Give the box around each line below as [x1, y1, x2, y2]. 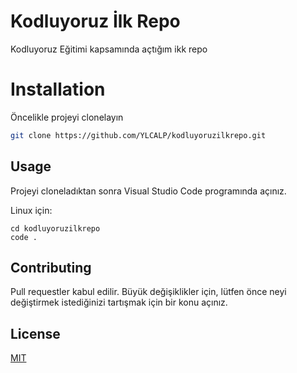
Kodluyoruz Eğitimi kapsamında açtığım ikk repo [10, 43, 208, 55]
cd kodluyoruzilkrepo [10, 223, 101, 234]
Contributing [10, 259, 92, 276]
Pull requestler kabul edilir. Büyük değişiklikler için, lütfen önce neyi [10, 286, 287, 298]
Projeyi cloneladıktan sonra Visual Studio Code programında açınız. [10, 185, 287, 197]
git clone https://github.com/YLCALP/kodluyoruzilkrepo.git [10, 130, 267, 140]
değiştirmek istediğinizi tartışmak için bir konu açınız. [10, 296, 228, 309]
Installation [10, 78, 106, 101]
